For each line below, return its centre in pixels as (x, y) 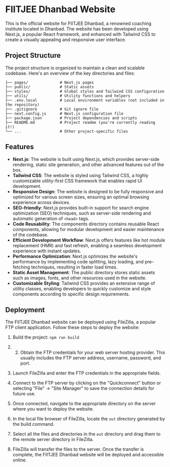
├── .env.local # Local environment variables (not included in (85, 100)
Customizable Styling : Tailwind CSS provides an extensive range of (84, 283)
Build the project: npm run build (46, 337)
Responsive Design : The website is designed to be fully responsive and (88, 191)
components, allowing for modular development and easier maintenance (88, 229)
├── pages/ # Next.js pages (50, 82)
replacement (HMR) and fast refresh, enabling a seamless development (87, 245)
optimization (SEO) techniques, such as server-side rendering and (82, 213)
